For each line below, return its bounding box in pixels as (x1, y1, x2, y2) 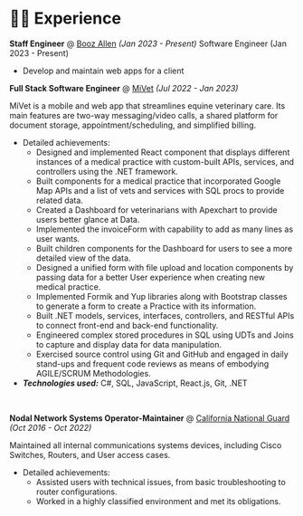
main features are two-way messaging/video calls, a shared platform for (9, 110, 279, 120)
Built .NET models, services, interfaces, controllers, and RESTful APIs (35, 310, 295, 320)
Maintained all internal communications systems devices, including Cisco (9, 439, 282, 451)
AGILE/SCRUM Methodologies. (35, 368, 151, 378)
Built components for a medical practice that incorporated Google (35, 176, 281, 186)
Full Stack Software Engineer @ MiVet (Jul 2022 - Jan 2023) (9, 82, 239, 93)
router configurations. (35, 486, 118, 497)
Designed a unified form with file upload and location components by (35, 262, 294, 272)
